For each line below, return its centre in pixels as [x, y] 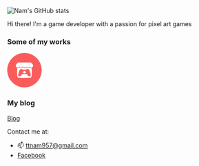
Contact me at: [28, 132]
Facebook [31, 155]
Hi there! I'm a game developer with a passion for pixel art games [99, 24]
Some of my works [39, 41]
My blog [21, 103]
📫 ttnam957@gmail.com [52, 145]
